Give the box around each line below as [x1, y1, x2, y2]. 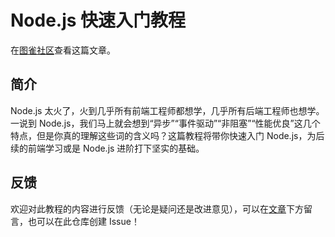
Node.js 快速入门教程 [10, 9, 187, 32]
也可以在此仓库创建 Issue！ [27, 215, 140, 227]
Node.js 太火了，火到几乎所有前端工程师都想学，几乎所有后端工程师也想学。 [10, 104, 325, 116]
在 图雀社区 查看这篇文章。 [10, 44, 116, 56]
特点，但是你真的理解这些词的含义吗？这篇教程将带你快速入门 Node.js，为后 [10, 129, 325, 141]
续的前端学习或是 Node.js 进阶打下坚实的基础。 [10, 142, 205, 154]
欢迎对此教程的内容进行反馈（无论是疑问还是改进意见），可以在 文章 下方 [10, 202, 304, 215]
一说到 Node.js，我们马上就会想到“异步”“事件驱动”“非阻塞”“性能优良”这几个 [10, 117, 321, 129]
